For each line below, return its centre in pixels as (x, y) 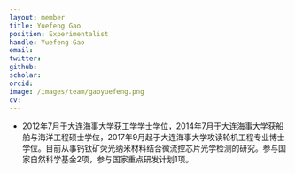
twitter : (25, 59)
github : (23, 67)
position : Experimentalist (59, 34)
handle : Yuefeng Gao (47, 42)
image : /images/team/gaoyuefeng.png (77, 91)
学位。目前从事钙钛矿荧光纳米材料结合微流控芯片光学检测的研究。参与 (150, 148)
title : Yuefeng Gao (45, 26)
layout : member (37, 17)
